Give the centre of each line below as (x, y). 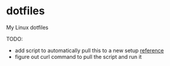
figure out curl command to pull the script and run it (78, 56)
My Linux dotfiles (27, 27)
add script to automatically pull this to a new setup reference (89, 50)
